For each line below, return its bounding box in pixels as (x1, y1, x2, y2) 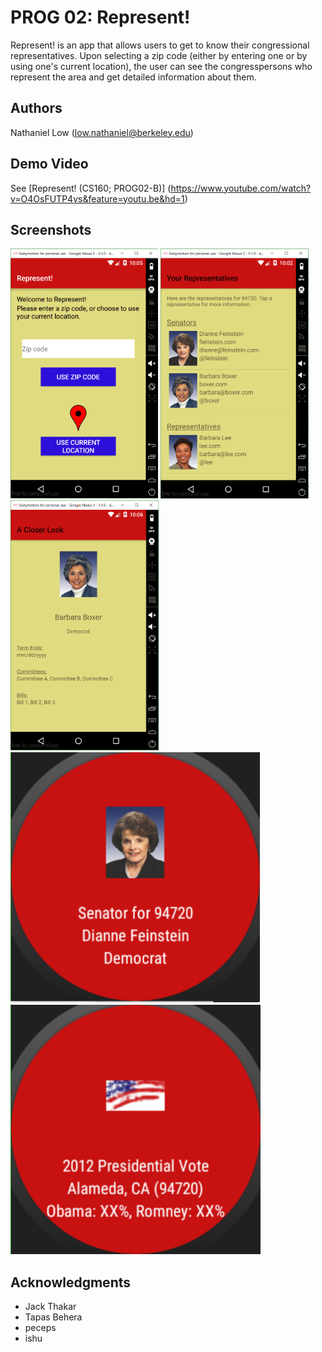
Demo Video (10, 156, 89, 173)
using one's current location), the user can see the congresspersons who (10, 60, 313, 72)
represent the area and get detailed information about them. (10, 71, 257, 83)
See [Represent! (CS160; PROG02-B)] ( (10, 182, 172, 194)
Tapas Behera (24, 1311, 83, 1323)
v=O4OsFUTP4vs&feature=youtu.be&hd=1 (10, 192, 185, 205)
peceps (24, 1322, 57, 1334)
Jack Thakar (24, 1301, 77, 1313)
